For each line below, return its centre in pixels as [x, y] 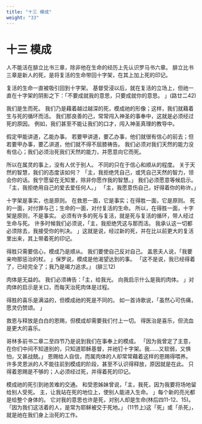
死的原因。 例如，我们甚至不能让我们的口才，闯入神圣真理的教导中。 [92, 124]
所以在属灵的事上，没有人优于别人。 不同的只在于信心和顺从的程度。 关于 [98, 165]
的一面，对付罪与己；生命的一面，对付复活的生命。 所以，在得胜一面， [95, 208]
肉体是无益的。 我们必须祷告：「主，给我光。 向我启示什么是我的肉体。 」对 [100, 280]
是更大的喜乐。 [25, 328]
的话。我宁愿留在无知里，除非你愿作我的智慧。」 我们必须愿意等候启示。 [106, 180]
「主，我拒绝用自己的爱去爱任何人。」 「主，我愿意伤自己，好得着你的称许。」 [103, 188]
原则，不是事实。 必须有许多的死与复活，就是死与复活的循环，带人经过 [105, 216]
